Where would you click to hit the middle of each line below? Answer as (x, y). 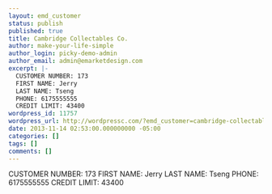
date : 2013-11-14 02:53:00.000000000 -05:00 (85, 129)
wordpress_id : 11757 (43, 114)
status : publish (36, 23)
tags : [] (23, 143)
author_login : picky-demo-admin (63, 53)
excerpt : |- (28, 69)
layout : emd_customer (45, 16)
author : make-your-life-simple (61, 46)
